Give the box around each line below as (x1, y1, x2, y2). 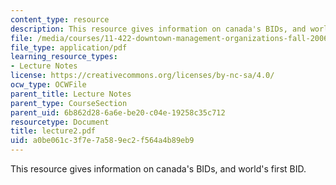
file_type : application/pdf (10, 42, 128, 53)
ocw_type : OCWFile (10, 80, 87, 90)
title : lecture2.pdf (10, 126, 97, 136)
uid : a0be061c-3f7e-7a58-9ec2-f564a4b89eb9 (10, 136, 195, 146)
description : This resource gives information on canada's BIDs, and (10, 24, 307, 34)
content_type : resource (10, 14, 110, 25)
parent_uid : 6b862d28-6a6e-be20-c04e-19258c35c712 (10, 107, 226, 118)
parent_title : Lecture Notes (10, 89, 132, 99)
